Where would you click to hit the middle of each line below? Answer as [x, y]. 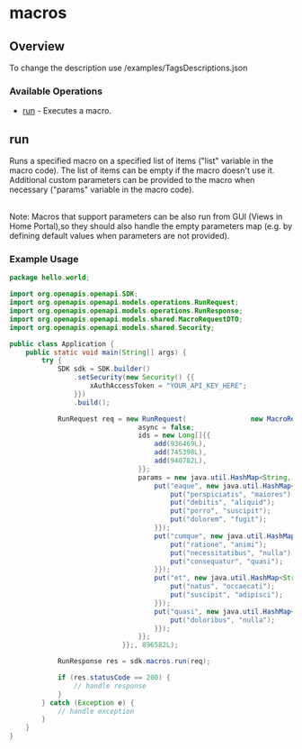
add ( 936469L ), [180, 444]
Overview [37, 46]
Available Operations [56, 91]
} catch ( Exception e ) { [88, 703]
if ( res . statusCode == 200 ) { [114, 678]
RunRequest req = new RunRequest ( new [160, 419]
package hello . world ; [50, 278]
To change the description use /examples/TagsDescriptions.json [129, 68]
